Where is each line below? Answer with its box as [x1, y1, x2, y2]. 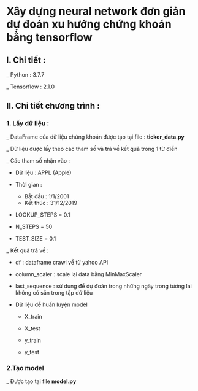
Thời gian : [15, 180, 42, 188]
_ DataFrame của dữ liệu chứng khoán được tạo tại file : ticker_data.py [6, 133, 185, 141]
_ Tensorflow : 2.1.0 [6, 83, 55, 90]
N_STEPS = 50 [15, 223, 53, 230]
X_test [24, 324, 41, 332]
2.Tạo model [6, 363, 44, 372]
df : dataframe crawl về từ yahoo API [15, 258, 109, 266]
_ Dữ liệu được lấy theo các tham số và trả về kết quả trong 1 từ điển [6, 145, 178, 152]
